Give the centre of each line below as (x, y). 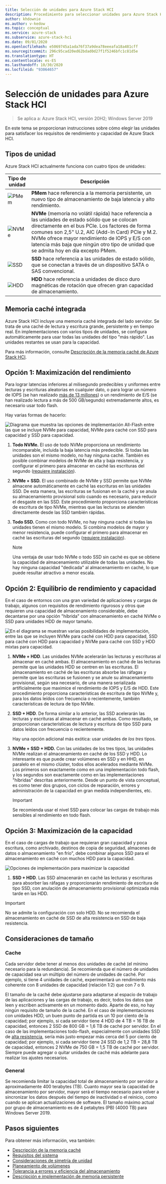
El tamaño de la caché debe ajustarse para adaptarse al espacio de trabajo (81, 994)
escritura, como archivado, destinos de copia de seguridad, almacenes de (81, 848)
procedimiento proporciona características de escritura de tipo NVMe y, (85, 693)
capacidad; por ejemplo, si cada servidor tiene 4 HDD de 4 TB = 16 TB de (80, 1021)
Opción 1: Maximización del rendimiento (68, 372)
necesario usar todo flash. (32, 406)
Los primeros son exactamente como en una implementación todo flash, (86, 770)
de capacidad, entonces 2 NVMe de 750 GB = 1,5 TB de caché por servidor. (82, 1047)
